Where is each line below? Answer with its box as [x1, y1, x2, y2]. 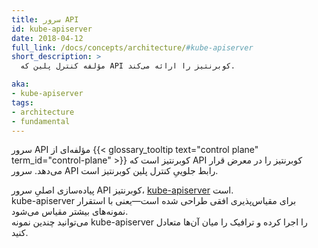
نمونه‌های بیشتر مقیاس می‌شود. [11, 206, 129, 218]
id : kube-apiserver [11, 24, 93, 34]
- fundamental [11, 116, 71, 126]
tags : [11, 97, 34, 108]
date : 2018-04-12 [11, 33, 84, 43]
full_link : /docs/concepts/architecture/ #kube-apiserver [11, 42, 254, 53]
